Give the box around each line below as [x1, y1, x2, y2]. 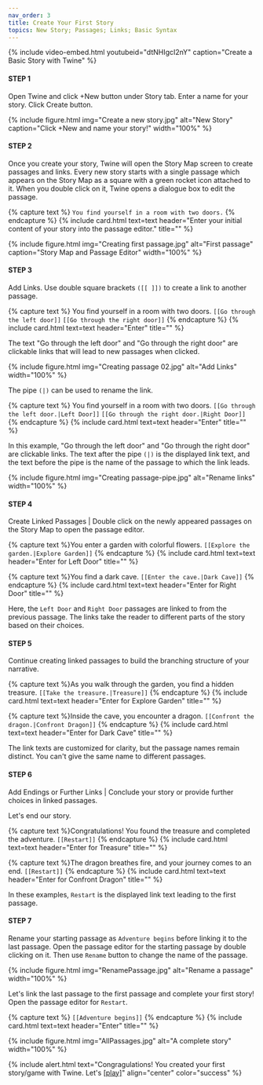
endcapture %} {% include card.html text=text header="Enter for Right [8, 580, 237, 590]
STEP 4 [8, 499, 33, 509]
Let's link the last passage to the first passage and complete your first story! [8, 988, 255, 998]
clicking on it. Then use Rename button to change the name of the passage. [8, 950, 248, 959]
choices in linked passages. [8, 795, 98, 805]
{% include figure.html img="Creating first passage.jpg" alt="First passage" [8, 239, 254, 248]
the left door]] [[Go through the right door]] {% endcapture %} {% [8, 315, 239, 324]
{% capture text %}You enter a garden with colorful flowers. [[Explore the [8, 540, 250, 550]
